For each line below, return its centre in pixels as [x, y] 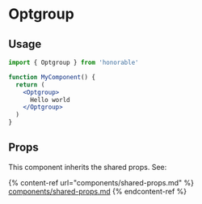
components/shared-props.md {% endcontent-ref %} [98, 191]
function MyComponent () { [52, 77]
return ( [30, 85]
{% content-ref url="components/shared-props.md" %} [101, 182]
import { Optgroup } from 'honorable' [74, 62]
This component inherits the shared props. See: [88, 167]
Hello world [50, 100]
